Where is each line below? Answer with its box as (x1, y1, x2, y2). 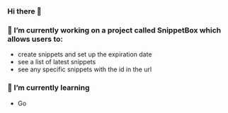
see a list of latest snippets (17, 58, 96, 66)
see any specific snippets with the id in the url (17, 65, 152, 73)
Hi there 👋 (7, 6, 42, 16)
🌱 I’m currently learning (7, 83, 90, 93)
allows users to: (7, 34, 64, 44)
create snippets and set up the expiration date (17, 50, 152, 59)
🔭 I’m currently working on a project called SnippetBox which (7, 25, 222, 35)
